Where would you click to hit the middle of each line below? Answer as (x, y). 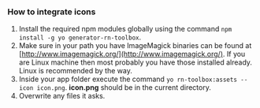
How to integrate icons (52, 12)
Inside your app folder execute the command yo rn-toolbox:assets (128, 79)
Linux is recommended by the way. (76, 71)
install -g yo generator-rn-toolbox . (80, 37)
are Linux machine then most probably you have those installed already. (136, 62)
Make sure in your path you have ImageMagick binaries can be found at (135, 46)
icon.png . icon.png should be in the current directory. (124, 88)
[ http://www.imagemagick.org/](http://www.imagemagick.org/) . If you (132, 54)
